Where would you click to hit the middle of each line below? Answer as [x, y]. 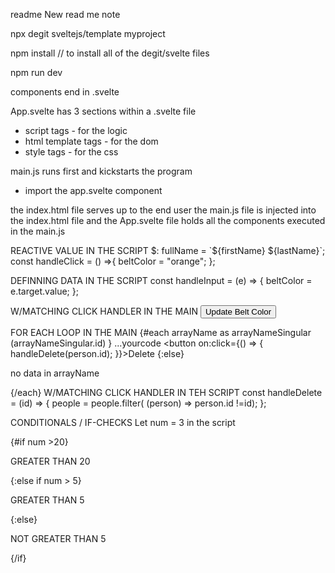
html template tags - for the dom [91, 141]
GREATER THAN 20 [50, 461]
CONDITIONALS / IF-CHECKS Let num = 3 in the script [123, 422]
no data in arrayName [55, 373]
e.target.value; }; [44, 291]
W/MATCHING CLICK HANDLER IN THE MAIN [104, 311]
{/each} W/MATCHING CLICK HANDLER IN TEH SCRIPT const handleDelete [166, 392]
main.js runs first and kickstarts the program [101, 171]
